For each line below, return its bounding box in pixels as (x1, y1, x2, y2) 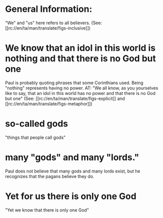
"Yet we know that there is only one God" (5, 207, 89, 213)
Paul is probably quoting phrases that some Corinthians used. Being (5, 80, 144, 86)
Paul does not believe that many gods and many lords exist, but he (5, 168, 141, 174)
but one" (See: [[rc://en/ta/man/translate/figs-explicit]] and (5, 95, 125, 101)
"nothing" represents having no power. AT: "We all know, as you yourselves (5, 85, 159, 91)
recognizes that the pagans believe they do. (5, 173, 95, 179)
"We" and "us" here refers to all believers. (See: (5, 20, 102, 26)
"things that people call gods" (5, 134, 66, 140)
